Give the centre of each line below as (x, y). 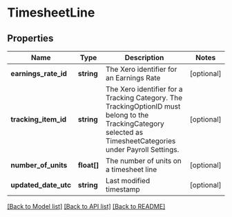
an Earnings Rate (133, 78)
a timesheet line (132, 169)
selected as (125, 132)
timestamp (123, 189)
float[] (88, 165)
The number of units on (144, 161)
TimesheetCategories (141, 141)
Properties (30, 38)
